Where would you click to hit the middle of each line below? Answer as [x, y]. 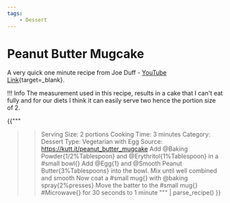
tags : [15, 13]
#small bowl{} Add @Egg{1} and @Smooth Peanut [112, 164]
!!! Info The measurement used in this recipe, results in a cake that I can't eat [115, 93]
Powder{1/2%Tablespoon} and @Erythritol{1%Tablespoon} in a [130, 156]
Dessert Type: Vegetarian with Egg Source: [102, 142]
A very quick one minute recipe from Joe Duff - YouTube [87, 73]
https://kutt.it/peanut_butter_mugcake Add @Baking [114, 149]
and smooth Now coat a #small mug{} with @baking [114, 178]
